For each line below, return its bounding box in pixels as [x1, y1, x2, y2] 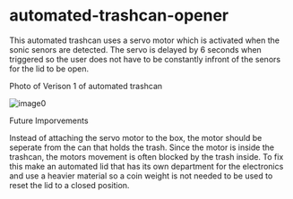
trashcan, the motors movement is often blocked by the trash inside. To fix [9, 151, 284, 162]
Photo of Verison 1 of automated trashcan [9, 80, 163, 91]
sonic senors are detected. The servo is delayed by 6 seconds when [9, 44, 262, 54]
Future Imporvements [9, 115, 89, 126]
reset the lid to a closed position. [9, 179, 130, 190]
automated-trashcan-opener [9, 5, 229, 26]
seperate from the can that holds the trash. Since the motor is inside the [9, 142, 275, 153]
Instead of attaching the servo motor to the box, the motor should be [9, 132, 263, 143]
